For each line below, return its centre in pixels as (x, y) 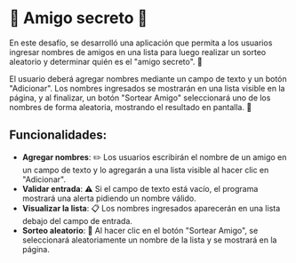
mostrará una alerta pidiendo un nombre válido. (109, 198)
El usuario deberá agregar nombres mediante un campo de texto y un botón (148, 78)
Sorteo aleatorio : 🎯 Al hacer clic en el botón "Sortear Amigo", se (140, 230)
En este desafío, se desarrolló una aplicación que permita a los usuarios (141, 43)
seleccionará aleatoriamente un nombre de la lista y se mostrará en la (149, 240)
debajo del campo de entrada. (77, 220)
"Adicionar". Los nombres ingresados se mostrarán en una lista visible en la (147, 88)
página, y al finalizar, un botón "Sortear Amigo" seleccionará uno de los (140, 98)
